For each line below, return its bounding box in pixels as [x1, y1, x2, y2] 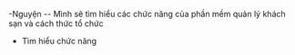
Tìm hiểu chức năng [21, 36, 97, 46]
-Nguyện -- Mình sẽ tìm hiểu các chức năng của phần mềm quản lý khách [8, 9, 286, 19]
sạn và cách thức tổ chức [8, 18, 104, 29]
